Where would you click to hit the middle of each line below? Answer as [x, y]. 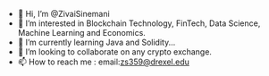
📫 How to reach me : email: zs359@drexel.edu [104, 62]
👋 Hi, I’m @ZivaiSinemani [63, 14]
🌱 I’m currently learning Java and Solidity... [97, 42]
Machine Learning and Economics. [81, 33]
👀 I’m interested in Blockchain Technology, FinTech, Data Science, [139, 23]
